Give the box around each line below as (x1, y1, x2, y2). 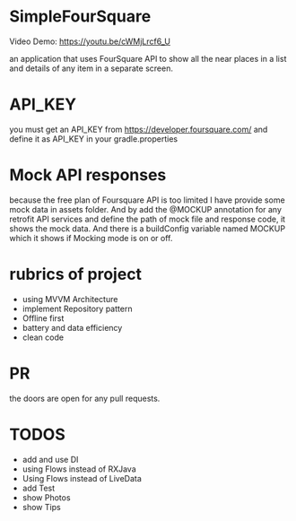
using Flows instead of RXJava (22, 464, 136, 474)
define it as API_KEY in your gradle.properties (9, 133, 178, 144)
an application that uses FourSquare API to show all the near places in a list (9, 53, 287, 64)
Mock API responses (9, 165, 167, 186)
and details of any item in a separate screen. (9, 63, 173, 74)
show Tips (22, 501, 61, 512)
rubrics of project (9, 265, 142, 284)
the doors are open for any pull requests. (9, 393, 161, 404)
